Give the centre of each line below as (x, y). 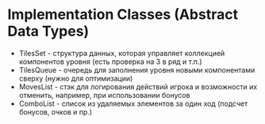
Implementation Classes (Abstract (123, 15)
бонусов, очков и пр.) (56, 111)
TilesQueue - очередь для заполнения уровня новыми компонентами (137, 70)
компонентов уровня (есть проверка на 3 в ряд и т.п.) (111, 62)
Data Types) (48, 31)
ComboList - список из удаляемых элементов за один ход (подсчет (133, 103)
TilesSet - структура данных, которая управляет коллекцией (122, 53)
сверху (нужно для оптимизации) (76, 78)
